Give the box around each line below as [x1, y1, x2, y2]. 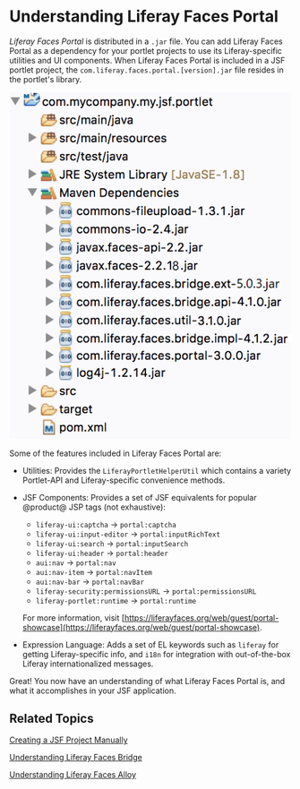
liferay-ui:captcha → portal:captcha [35, 519, 176, 529]
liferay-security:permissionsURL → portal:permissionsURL [35, 585, 257, 596]
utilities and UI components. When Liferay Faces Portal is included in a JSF [9, 55, 286, 65]
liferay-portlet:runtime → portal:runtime [35, 595, 197, 605]
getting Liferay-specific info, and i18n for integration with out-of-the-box [21, 648, 291, 659]
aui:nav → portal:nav [35, 557, 116, 568]
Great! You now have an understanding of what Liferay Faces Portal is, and [9, 675, 286, 686]
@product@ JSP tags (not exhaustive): [21, 502, 166, 512]
